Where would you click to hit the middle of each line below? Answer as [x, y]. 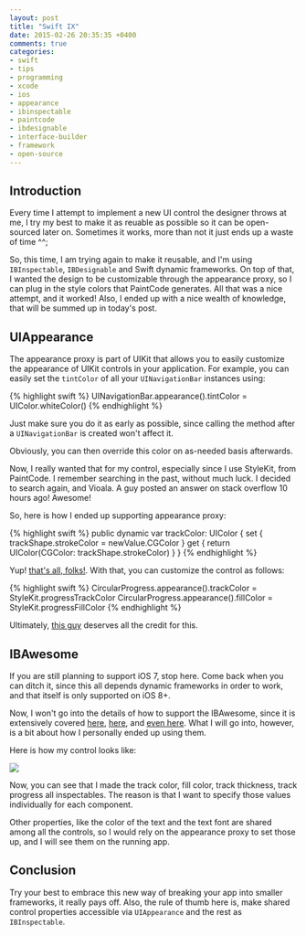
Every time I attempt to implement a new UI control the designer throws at [148, 213]
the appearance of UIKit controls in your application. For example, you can [149, 369]
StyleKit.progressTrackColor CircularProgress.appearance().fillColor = [142, 598]
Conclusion [43, 871]
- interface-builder [49, 137]
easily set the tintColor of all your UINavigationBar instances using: [137, 378]
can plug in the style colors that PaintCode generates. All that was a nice [146, 289]
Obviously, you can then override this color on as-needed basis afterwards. [152, 451]
